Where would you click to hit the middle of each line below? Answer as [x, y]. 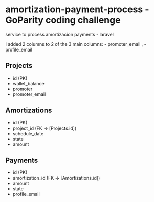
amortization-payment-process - [77, 9]
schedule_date [28, 133]
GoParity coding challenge [63, 20]
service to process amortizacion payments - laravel [60, 34]
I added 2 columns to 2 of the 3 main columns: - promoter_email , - [76, 44]
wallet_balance [28, 83]
